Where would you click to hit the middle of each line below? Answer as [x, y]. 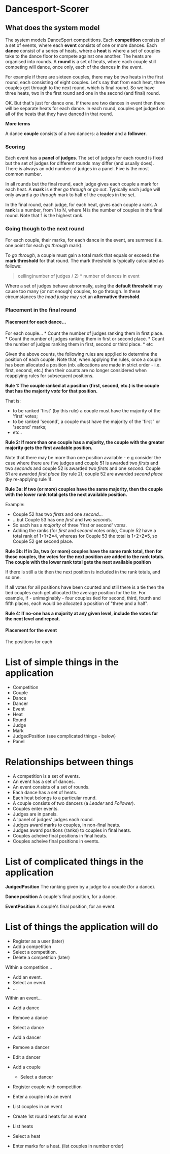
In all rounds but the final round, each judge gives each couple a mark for [82, 184]
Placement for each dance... [36, 322]
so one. [13, 577]
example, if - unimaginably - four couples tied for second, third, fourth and [83, 598]
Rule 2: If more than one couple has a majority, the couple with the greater [85, 442]
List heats [23, 1126]
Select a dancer [37, 1077]
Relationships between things [69, 762]
